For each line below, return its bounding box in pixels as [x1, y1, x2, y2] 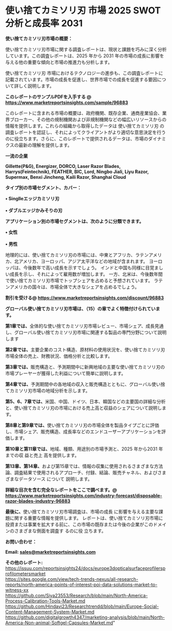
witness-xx [5, 587, 29, 593]
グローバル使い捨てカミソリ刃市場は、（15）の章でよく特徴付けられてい [5, 305, 156, 311]
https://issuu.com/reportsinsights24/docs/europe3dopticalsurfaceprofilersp [5, 565, 166, 571]
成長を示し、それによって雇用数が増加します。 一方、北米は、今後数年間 [9, 271, 163, 277]
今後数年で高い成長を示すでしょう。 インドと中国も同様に [23, 264, 146, 270]
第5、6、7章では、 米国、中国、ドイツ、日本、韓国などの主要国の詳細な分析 [5, 398, 166, 405]
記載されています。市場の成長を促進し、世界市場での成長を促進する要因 [5, 76, 158, 82]
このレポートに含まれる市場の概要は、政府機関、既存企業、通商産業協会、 [5, 110, 162, 116]
